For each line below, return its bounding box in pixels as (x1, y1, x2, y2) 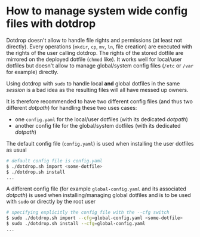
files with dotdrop (6, 17, 96, 30)
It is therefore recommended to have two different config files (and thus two (6, 97, 193, 105)
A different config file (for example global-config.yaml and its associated (6, 185, 187, 192)
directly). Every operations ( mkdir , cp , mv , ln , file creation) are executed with (6, 43, 193, 50)
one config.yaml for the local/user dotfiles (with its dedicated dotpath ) (14, 115, 188, 123)
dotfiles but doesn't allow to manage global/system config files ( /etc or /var (6, 61, 194, 69)
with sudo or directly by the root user (6, 198, 96, 205)
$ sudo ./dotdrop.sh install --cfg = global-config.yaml (6, 221, 146, 227)
